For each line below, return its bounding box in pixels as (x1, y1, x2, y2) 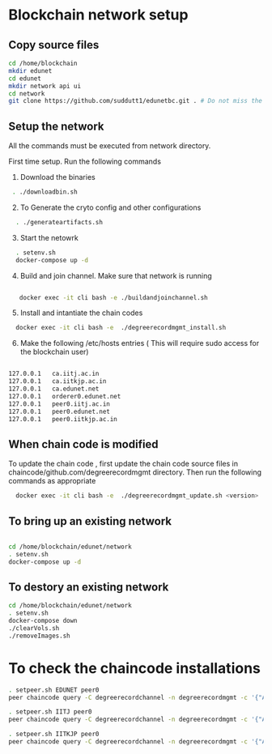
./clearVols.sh (8, 624, 60, 633)
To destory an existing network (8, 580, 169, 594)
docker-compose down (8, 617, 79, 625)
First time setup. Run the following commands (8, 156, 162, 167)
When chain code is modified (8, 437, 159, 451)
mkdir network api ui (8, 82, 82, 90)
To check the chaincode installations (8, 658, 261, 677)
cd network (8, 89, 45, 98)
